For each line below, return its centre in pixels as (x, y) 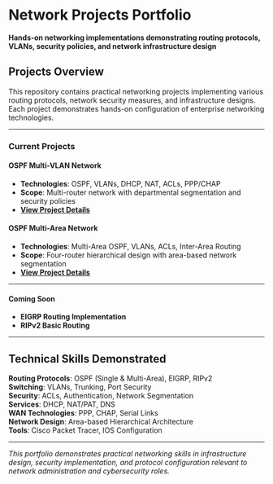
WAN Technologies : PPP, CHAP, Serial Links (83, 413)
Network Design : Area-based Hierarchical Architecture (101, 422)
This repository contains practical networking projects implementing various (136, 91)
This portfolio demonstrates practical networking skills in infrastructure (128, 454)
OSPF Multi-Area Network (53, 228)
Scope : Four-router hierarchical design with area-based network (128, 255)
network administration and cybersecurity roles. (89, 471)
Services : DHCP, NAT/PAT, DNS (62, 404)
